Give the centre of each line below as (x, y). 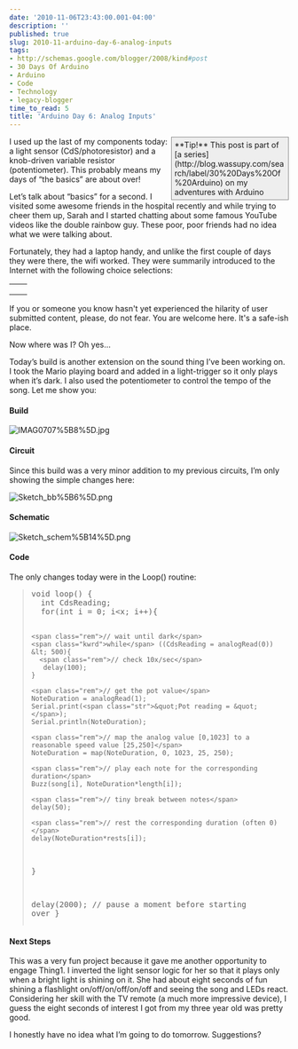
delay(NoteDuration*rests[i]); (89, 838)
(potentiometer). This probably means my (85, 170)
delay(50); (51, 807)
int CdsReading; (76, 603)
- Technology (33, 91)
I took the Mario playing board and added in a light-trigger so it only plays (143, 371)
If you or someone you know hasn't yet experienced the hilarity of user (139, 309)
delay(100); (65, 667)
